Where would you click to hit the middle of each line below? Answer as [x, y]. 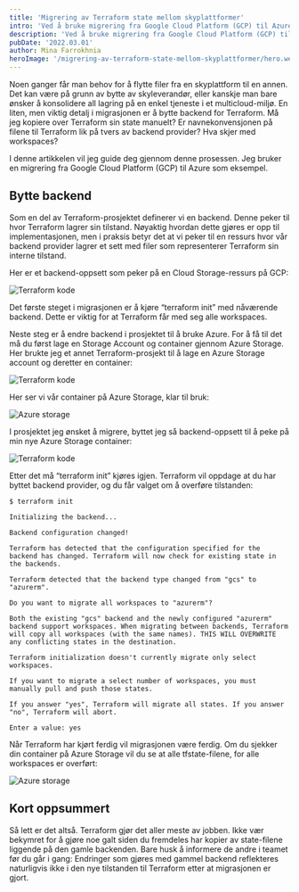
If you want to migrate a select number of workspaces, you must [133, 681]
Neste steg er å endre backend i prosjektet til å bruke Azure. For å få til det [146, 334]
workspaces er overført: [53, 763]
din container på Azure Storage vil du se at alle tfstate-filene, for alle [134, 754]
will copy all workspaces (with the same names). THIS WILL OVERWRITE [143, 634]
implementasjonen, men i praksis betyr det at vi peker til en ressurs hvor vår [148, 236]
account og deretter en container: [71, 362]
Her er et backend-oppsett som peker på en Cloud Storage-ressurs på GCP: [149, 272]
